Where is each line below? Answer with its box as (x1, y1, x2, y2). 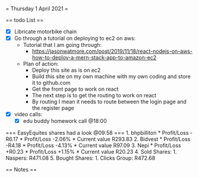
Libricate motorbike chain (14, 28, 77, 35)
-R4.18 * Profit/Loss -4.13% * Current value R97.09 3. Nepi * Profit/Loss (5, 142, 182, 149)
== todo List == (5, 17, 44, 23)
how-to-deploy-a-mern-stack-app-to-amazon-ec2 (31, 54, 157, 61)
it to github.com (31, 80, 71, 87)
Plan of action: (23, 61, 59, 68)
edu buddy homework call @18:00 (23, 117, 108, 125)
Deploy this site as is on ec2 (31, 66, 101, 74)
